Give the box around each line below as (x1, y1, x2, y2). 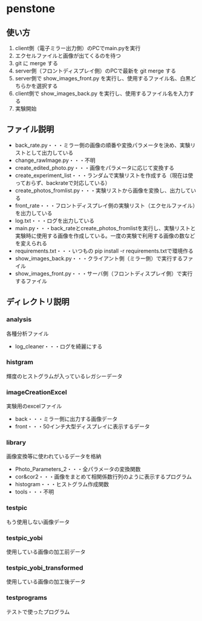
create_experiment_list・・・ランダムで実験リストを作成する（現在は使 (15, 172, 194, 179)
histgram (6, 358, 33, 367)
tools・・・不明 (15, 488, 54, 495)
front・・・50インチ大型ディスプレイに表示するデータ (15, 423, 150, 430)
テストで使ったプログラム (6, 608, 70, 615)
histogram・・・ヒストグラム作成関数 (15, 481, 109, 488)
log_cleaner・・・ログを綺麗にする (15, 343, 103, 350)
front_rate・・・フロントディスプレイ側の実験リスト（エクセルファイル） (15, 202, 195, 209)
